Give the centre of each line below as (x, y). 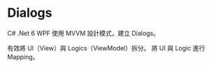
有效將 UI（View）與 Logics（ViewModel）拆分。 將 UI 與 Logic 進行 (106, 48)
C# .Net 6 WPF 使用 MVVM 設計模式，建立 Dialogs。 (83, 33)
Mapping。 (23, 57)
